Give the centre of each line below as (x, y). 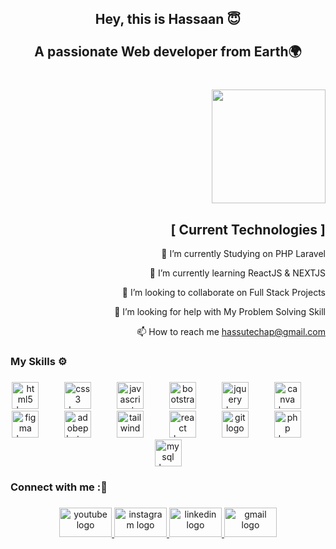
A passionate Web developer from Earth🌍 (168, 52)
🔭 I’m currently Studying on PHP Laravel (243, 254)
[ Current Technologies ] (248, 229)
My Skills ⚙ (39, 362)
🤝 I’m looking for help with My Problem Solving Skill (220, 312)
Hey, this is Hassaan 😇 (168, 19)
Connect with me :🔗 (59, 487)
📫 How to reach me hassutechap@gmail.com (231, 332)
